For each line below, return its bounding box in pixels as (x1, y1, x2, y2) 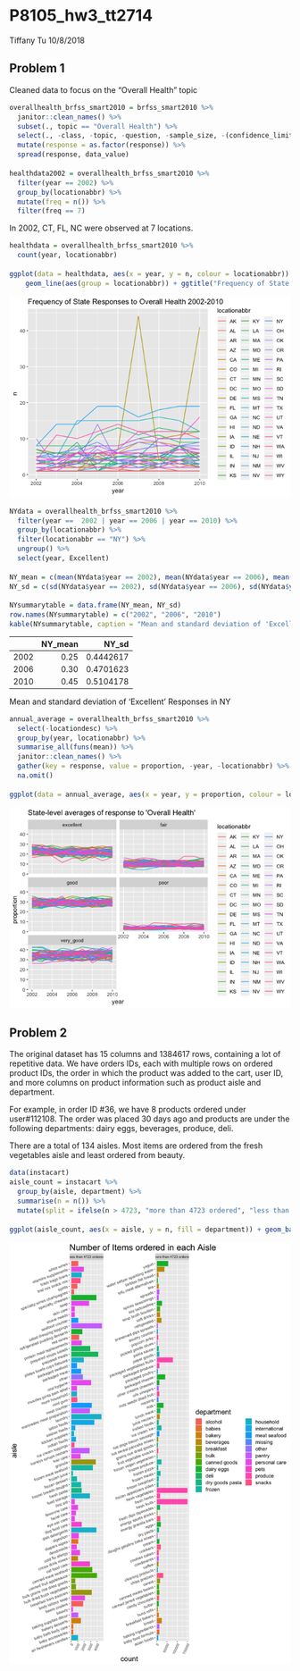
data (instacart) (9, 1168, 70, 1178)
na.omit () (17, 771, 54, 780)
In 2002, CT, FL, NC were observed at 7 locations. (9, 223, 194, 233)
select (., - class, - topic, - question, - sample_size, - (17, 131, 226, 140)
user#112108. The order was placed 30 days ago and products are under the (9, 1113, 290, 1124)
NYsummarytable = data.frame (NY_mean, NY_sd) (9, 600, 181, 610)
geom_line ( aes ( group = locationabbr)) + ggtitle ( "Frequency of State (25, 279, 290, 288)
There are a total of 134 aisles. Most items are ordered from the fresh (9, 1140, 263, 1151)
